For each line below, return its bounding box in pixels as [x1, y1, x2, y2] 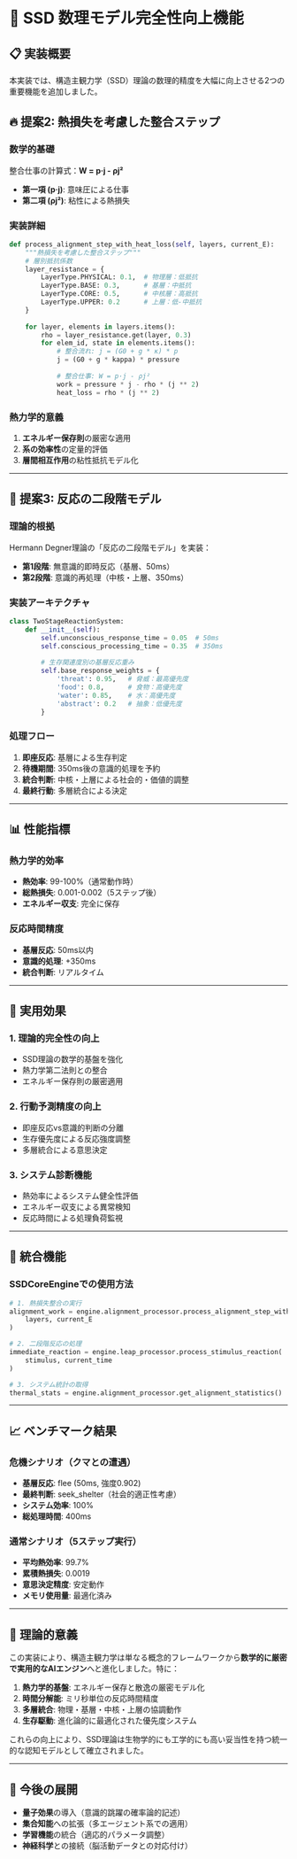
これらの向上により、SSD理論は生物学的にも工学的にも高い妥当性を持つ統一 [9, 1734, 288, 1745]
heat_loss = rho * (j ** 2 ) [56, 388, 161, 397]
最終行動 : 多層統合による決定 [21, 785, 128, 795]
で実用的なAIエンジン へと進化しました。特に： [9, 1663, 179, 1674]
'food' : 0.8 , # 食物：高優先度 [56, 683, 183, 692]
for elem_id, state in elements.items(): [41, 338, 196, 348]
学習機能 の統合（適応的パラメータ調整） [21, 1830, 170, 1840]
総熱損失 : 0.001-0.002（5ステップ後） [21, 887, 162, 898]
